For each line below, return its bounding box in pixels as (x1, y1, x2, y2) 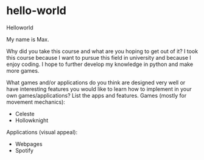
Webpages (15, 140, 43, 147)
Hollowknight (15, 117, 49, 124)
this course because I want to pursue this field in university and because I (6, 54, 192, 61)
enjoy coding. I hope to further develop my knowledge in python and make (6, 60, 194, 68)
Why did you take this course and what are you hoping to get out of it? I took (6, 47, 199, 55)
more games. (6, 67, 40, 74)
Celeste (15, 110, 35, 117)
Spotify (15, 147, 33, 154)
